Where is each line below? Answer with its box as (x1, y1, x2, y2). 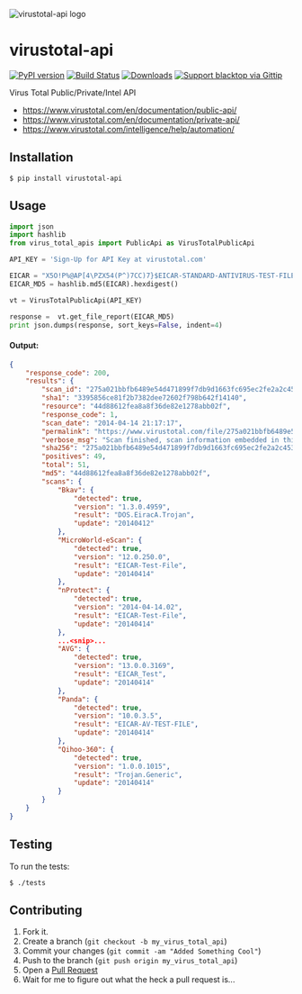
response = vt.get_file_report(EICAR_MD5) (9, 312, 175, 321)
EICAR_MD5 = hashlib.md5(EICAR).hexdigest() (9, 279, 179, 288)
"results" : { (25, 376, 75, 386)
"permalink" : (41, 427, 91, 436)
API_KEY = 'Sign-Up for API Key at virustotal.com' (9, 255, 207, 265)
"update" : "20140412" (73, 519, 155, 529)
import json (9, 221, 54, 231)
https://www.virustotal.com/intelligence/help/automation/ (22, 123, 235, 134)
